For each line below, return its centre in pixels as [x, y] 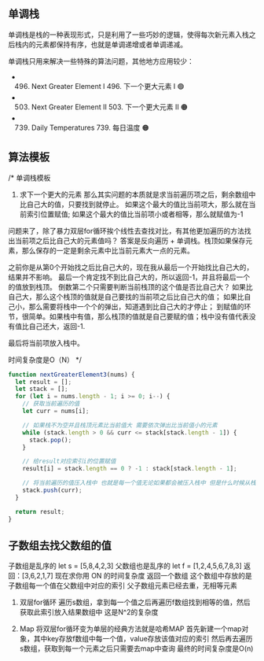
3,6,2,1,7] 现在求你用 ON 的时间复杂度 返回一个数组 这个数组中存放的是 [139, 576]
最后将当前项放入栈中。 [46, 343]
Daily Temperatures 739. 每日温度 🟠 [90, 127]
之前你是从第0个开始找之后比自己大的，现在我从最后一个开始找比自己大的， [131, 267]
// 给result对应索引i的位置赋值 [69, 462]
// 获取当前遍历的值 [51, 404]
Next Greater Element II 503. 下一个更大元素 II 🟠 [110, 107]
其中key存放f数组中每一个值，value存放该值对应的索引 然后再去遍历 [143, 639]
